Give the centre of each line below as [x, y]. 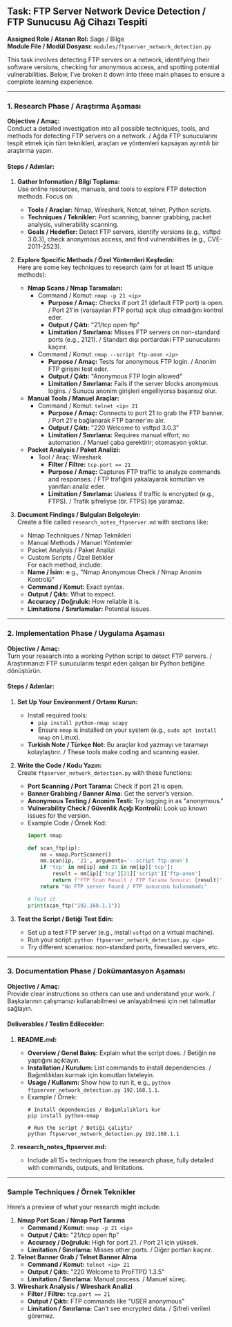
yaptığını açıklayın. [54, 1061]
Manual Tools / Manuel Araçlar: [73, 399]
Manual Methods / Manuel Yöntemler [80, 543]
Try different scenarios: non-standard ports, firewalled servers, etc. [123, 946]
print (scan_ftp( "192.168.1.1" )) [74, 906]
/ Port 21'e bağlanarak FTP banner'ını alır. [107, 421]
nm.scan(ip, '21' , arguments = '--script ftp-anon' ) [114, 861]
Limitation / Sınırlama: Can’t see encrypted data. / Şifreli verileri [119, 1309]
